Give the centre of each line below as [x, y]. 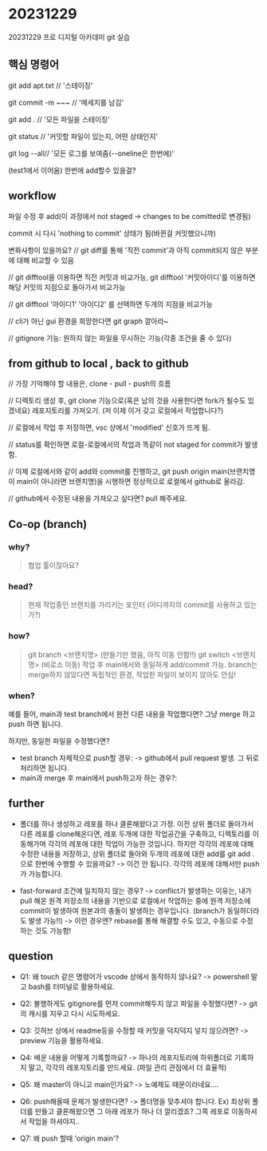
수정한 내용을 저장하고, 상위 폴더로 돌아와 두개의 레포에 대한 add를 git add [135, 853]
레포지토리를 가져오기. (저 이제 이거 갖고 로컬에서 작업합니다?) [128, 411]
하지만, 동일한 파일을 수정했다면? [59, 740]
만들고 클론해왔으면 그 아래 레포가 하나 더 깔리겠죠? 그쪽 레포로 [132, 1111]
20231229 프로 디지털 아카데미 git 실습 [69, 37]
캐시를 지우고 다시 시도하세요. [74, 1013]
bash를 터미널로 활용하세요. [72, 986]
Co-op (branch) [48, 524]
